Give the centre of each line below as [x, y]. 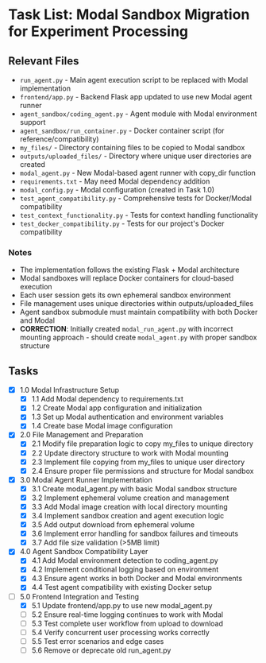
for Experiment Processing [98, 31]
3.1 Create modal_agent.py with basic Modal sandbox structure [134, 489]
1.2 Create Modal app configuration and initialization [117, 408]
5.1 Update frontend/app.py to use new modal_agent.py [122, 605]
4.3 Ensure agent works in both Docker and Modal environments [137, 579]
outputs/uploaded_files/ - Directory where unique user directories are [135, 156]
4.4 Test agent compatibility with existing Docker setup [122, 587]
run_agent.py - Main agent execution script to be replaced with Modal [134, 80]
